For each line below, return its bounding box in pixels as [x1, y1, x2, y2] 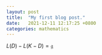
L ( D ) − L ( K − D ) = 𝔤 [6, 42, 53, 50]
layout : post [6, 8, 39, 15]
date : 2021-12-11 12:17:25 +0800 [6, 20, 97, 26]
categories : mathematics [6, 25, 69, 32]
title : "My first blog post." [6, 15, 86, 21]
